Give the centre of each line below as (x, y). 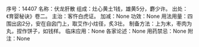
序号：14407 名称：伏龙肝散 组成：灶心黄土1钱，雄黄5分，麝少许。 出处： (97, 9)
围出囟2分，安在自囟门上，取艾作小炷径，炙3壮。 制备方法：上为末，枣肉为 (99, 23)
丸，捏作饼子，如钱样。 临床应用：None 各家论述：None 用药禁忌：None (96, 31)
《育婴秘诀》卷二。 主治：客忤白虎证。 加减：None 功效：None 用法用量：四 (99, 16)
